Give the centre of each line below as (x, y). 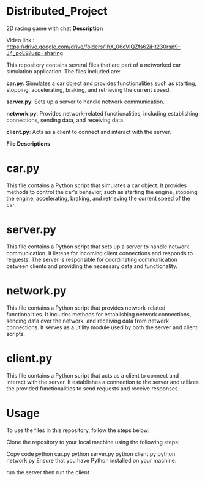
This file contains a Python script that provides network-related (86, 308)
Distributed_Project (57, 11)
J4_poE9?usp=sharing (35, 53)
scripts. (16, 334)
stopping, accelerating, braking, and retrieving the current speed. (89, 89)
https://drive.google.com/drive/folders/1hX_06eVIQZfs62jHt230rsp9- (93, 47)
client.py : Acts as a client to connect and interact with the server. (89, 132)
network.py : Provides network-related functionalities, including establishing (102, 113)
